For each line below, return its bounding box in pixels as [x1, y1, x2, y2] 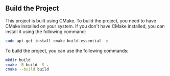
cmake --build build [5, 67, 50, 72]
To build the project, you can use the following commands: [5, 47, 129, 54]
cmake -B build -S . [5, 62, 50, 67]
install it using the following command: [5, 28, 86, 35]
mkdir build [5, 57, 31, 63]
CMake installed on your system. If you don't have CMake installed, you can [5, 23, 165, 29]
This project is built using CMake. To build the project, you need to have [5, 17, 157, 23]
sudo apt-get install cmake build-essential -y [5, 38, 109, 43]
